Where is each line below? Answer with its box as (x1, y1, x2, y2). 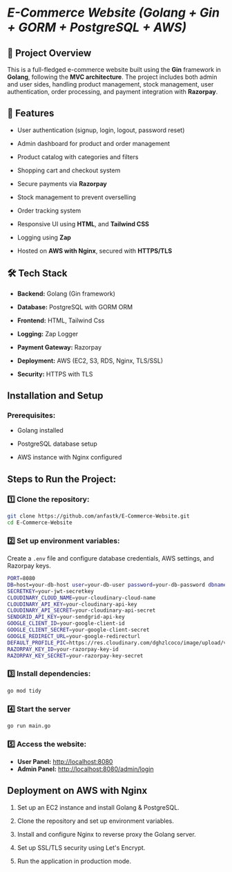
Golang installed (17, 426, 64, 435)
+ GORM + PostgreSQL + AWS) (7, 19, 187, 35)
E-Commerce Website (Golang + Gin (7, 5, 220, 21)
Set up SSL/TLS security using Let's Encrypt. (17, 843, 146, 852)
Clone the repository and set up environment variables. (17, 817, 174, 825)
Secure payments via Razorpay (17, 179, 107, 188)
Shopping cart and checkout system (17, 166, 121, 174)
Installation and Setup (7, 390, 104, 402)
